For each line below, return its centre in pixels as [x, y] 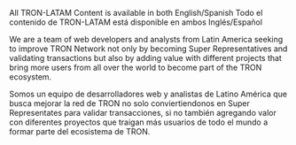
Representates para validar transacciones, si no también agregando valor [143, 113]
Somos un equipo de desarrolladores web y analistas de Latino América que [148, 94]
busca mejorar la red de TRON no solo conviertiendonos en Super [130, 103]
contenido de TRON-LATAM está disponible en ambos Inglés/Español [136, 22]
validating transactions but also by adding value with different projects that [145, 58]
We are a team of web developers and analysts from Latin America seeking [146, 39]
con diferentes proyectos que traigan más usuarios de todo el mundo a [139, 122]
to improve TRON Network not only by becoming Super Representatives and [148, 49]
